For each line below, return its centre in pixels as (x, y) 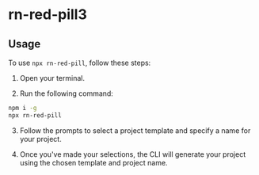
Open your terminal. (52, 78)
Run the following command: (66, 93)
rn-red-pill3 (48, 15)
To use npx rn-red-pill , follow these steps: (80, 63)
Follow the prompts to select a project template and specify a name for (135, 130)
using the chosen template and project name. (93, 162)
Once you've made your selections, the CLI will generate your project (133, 154)
